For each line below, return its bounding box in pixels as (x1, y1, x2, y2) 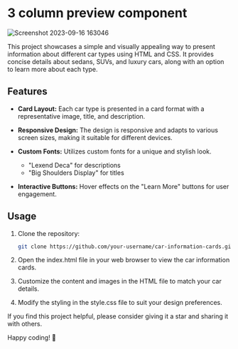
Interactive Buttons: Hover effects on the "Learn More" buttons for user (17, 182, 229, 190)
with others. (7, 320, 43, 328)
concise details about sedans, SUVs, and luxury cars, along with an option (7, 57, 225, 65)
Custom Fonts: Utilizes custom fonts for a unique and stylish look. (17, 147, 212, 156)
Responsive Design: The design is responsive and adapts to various (17, 126, 219, 134)
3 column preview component (7, 5, 188, 21)
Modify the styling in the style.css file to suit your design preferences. (17, 299, 222, 307)
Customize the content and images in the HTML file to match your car (17, 277, 222, 286)
